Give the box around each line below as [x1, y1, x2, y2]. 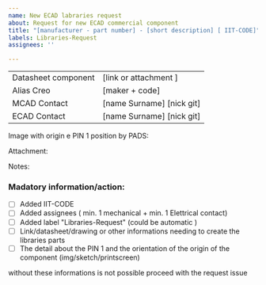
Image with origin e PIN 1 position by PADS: [8, 131, 149, 141]
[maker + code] [102, 85, 161, 96]
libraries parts [19, 235, 66, 245]
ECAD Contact [12, 111, 66, 122]
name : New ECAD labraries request [8, 11, 123, 20]
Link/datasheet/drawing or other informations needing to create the [19, 226, 240, 236]
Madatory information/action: [8, 181, 125, 192]
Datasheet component [12, 72, 95, 83]
